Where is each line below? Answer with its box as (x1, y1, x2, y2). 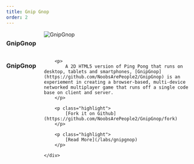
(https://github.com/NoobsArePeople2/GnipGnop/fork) (44, 116, 178, 122)
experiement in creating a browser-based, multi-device (44, 79, 186, 85)
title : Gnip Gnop (6, 8, 50, 15)
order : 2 (6, 14, 28, 20)
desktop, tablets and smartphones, (44, 68, 133, 75)
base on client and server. (44, 89, 114, 96)
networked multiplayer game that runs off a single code (44, 84, 189, 90)
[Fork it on (65, 110, 96, 117)
